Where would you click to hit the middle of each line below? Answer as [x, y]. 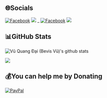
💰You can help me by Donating [54, 77]
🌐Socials [19, 8]
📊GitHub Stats [28, 37]
